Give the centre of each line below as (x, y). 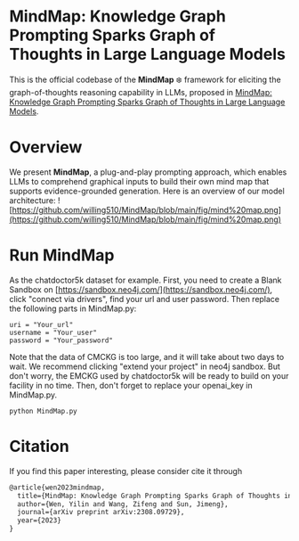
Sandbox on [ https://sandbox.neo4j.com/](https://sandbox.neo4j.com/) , (141, 289)
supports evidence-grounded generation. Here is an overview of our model (147, 191)
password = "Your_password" (61, 340)
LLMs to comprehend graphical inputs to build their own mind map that (139, 181)
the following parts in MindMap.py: (73, 308)
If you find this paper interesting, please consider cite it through (126, 471)
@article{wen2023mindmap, (57, 488)
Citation (39, 447)
